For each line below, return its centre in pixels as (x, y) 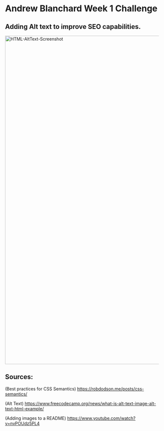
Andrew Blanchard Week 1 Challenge (81, 9)
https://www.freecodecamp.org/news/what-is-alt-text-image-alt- (90, 403)
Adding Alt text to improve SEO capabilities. (73, 27)
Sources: (19, 377)
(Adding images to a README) (36, 418)
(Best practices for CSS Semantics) (41, 389)
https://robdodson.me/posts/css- (111, 389)
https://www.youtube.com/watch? (101, 418)
